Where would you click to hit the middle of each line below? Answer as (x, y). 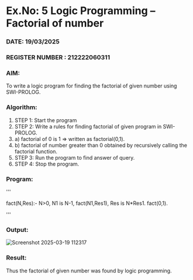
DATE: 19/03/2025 (33, 42)
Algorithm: (22, 107)
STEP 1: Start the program (46, 120)
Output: (17, 230)
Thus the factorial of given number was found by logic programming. (89, 271)
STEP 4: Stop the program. (47, 164)
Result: (16, 258)
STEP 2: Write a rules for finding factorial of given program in (88, 126)
